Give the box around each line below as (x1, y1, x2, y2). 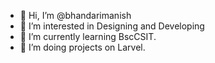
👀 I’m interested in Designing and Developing (19, 20, 205, 32)
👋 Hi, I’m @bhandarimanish (19, 10, 132, 21)
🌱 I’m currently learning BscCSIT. (19, 31, 157, 42)
